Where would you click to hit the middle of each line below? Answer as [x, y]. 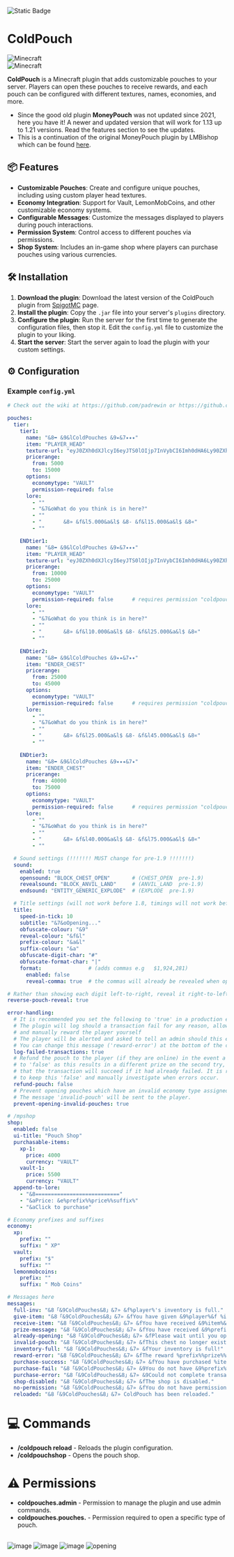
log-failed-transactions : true [59, 1052]
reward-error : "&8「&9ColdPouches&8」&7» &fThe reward [94, 1355]
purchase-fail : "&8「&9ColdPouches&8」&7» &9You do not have [103, 1368]
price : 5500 [43, 1175]
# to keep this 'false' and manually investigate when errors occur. [116, 1078]
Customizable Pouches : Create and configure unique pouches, [109, 188]
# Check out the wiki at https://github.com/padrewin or [92, 406]
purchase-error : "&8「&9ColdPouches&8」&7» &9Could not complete [109, 1375]
